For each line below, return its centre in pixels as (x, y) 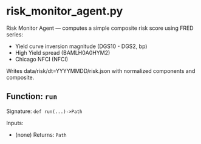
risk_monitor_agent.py (65, 11)
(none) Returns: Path (41, 134)
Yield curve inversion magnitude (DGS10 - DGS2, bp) (81, 46)
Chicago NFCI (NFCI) (42, 59)
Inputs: (15, 123)
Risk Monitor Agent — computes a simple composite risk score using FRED (100, 28)
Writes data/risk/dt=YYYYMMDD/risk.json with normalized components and (101, 70)
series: (15, 34)
